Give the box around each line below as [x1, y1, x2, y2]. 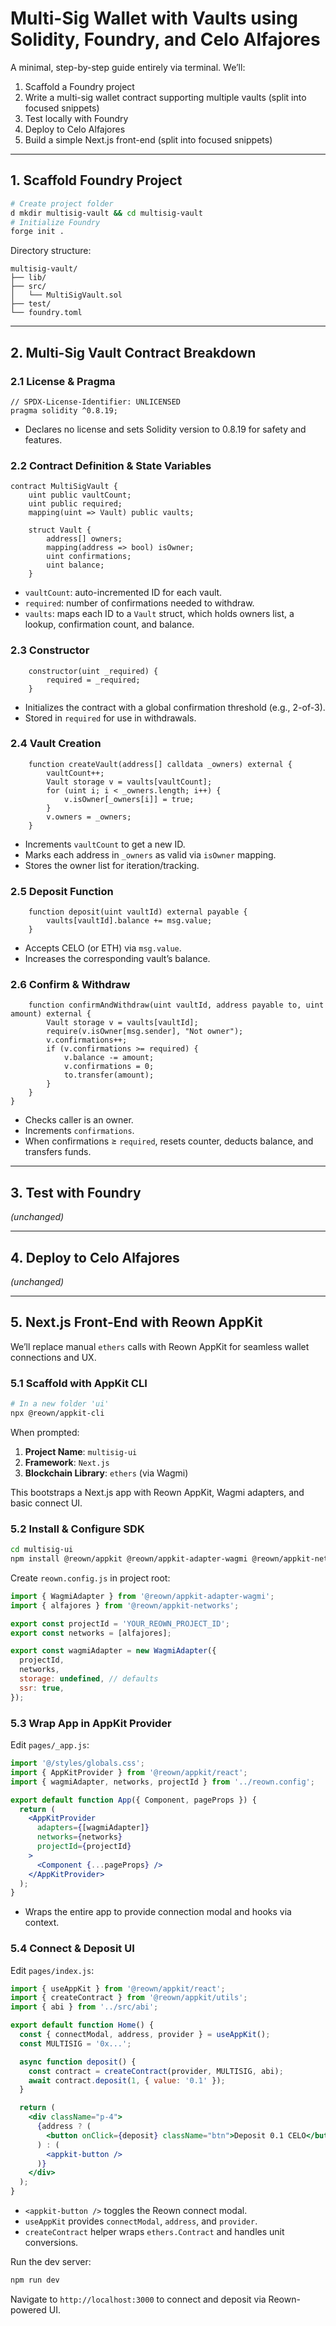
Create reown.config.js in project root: [10, 1572, 171, 1584]
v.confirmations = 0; [63, 1062, 155, 1072]
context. [24, 1917, 60, 1929]
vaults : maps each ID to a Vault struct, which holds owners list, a [24, 608, 295, 620]
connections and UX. [10, 1351, 97, 1363]
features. [24, 433, 63, 446]
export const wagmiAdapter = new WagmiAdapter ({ [10, 1646, 217, 1656]
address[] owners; [46, 534, 123, 544]
